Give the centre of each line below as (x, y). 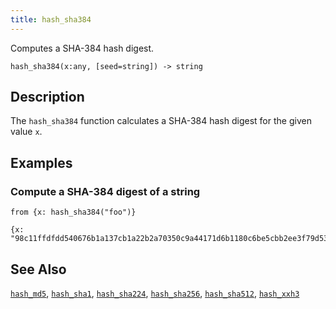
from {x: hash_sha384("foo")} (73, 212)
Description (47, 97)
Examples (41, 162)
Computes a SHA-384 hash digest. (82, 48)
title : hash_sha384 (51, 19)
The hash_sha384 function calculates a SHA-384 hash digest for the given (161, 121)
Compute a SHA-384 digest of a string (105, 191)
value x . (26, 132)
